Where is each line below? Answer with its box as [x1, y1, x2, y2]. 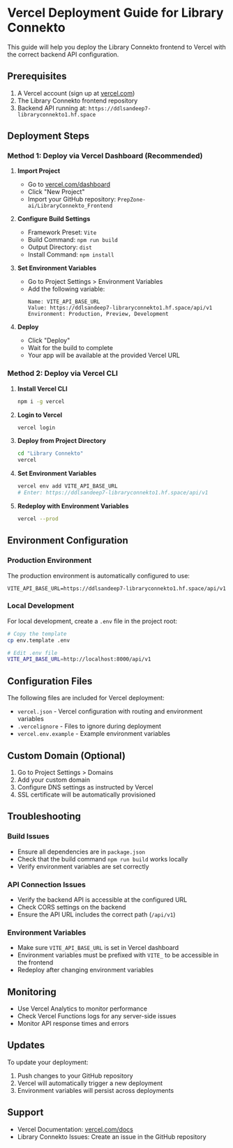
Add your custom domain [17, 776, 91, 784]
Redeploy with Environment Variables [17, 501, 129, 510]
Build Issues [7, 831, 50, 841]
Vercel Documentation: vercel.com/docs [17, 1125, 134, 1133]
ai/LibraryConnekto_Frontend [27, 202, 113, 210]
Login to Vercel [17, 410, 63, 419]
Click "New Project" [27, 188, 85, 196]
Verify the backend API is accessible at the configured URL [17, 895, 188, 904]
